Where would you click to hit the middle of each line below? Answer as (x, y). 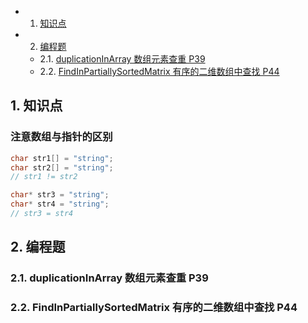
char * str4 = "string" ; (60, 204)
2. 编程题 (38, 247)
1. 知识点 (36, 106)
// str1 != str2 (44, 177)
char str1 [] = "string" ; (62, 158)
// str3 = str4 (42, 214)
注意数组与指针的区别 (61, 137)
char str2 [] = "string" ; (62, 167)
